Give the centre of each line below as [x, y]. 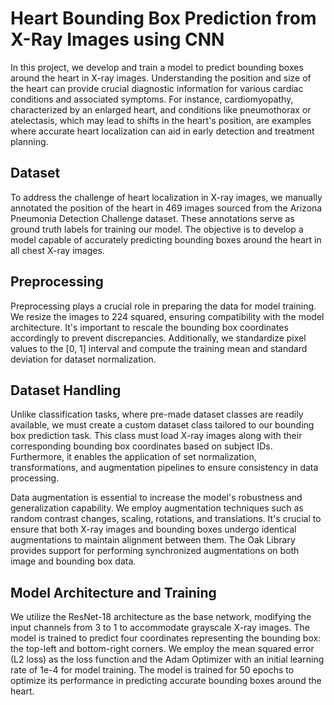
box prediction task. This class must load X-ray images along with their [156, 436]
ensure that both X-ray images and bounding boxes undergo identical [153, 529]
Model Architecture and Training [113, 592]
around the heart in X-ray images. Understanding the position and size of [161, 78]
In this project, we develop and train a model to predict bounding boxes [157, 67]
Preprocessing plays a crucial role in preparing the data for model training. [163, 306]
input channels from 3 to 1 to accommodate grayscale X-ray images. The [160, 628]
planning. [29, 141]
